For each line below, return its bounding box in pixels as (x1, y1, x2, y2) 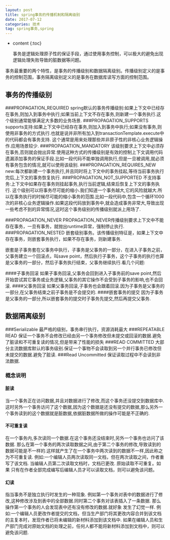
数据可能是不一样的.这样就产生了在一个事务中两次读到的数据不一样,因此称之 (5, 448, 163, 454)
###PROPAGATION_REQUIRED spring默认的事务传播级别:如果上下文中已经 (5, 104, 160, 111)
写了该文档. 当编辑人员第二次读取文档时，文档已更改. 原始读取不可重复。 (5, 460, 157, 466)
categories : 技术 (5, 21, 40, 27)
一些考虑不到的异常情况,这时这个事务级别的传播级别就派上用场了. (5, 206, 141, 212)
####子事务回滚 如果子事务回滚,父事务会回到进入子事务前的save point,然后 (5, 270, 162, 276)
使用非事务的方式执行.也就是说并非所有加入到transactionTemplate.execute (5, 130, 160, 136)
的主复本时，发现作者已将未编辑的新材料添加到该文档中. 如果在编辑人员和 (5, 517, 158, 523)
